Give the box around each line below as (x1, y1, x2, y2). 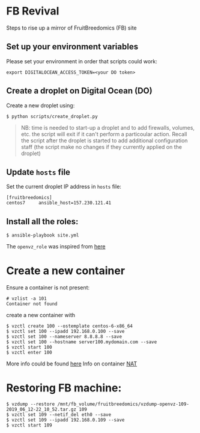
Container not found (6, 301, 58, 307)
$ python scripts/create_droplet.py (6, 113, 98, 119)
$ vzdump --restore (6, 401, 55, 408)
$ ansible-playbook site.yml (6, 232, 79, 239)
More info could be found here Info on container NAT (6, 360, 138, 367)
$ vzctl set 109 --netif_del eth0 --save (6, 412, 112, 418)
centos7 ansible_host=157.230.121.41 (6, 200, 112, 206)
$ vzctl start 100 (6, 344, 52, 350)
